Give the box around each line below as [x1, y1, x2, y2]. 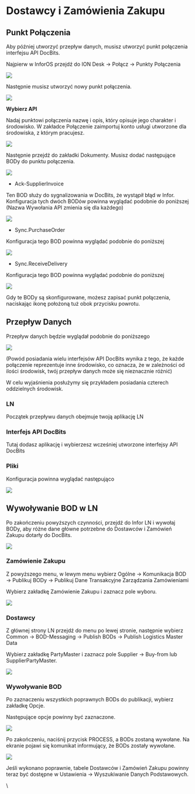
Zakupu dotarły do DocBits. [6, 531, 72, 538]
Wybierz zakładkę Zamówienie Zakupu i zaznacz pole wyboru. [6, 588, 157, 595]
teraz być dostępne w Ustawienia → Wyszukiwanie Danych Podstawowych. [6, 771, 189, 778]
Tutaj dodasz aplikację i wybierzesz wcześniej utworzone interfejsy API [6, 441, 178, 448]
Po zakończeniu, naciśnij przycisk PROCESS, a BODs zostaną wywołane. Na [6, 736, 190, 743]
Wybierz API [6, 106, 37, 112]
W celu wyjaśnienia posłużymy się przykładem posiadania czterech [6, 379, 169, 386]
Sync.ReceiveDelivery [14, 260, 68, 267]
